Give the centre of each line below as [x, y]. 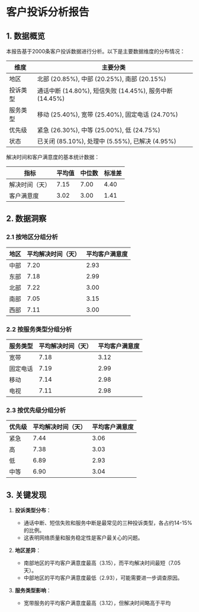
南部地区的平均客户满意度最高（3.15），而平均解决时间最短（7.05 [102, 563]
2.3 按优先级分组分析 [36, 410]
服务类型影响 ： [33, 591]
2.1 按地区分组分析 [32, 237]
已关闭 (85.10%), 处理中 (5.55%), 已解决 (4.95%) [107, 141]
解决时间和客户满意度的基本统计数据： [53, 157]
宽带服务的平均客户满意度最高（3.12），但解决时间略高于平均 [97, 603]
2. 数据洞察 [26, 219]
